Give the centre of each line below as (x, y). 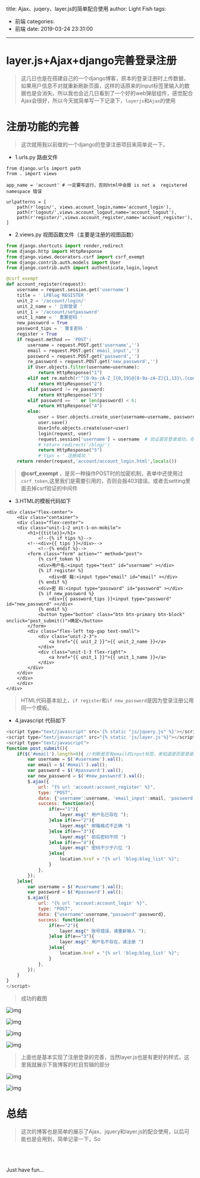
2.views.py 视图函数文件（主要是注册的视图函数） (76, 235)
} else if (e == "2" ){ (71, 820)
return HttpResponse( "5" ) (70, 450)
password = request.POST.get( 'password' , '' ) (84, 356)
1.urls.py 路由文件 (36, 157)
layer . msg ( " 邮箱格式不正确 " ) (95, 826)
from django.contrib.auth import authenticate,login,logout (82, 268)
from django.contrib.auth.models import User (63, 263)
